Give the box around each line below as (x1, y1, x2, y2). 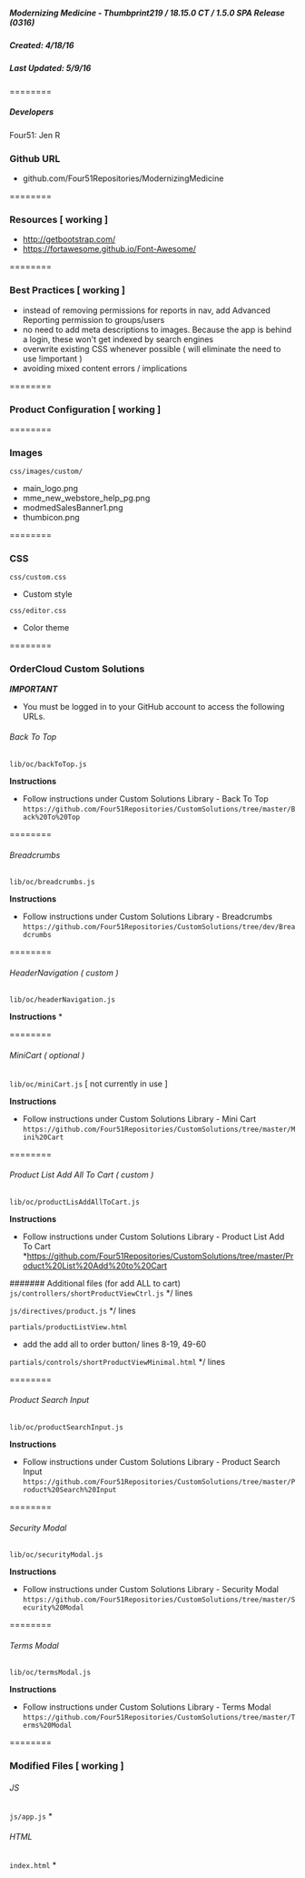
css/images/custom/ (9, 467, 84, 477)
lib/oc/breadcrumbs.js (9, 878, 95, 887)
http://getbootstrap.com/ (22, 234, 116, 245)
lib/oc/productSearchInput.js (9, 1422, 124, 1432)
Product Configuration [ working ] (9, 403, 162, 416)
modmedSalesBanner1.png (22, 502, 123, 513)
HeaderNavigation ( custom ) (9, 967, 120, 978)
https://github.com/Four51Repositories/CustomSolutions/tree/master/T (22, 1713, 296, 1722)
